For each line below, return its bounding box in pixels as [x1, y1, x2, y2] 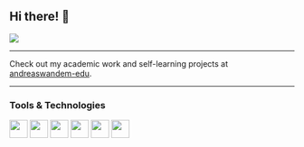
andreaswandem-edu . [9, 68, 92, 78]
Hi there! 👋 [9, 9, 71, 24]
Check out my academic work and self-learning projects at [9, 58, 229, 69]
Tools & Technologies [9, 98, 106, 111]
